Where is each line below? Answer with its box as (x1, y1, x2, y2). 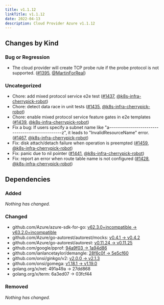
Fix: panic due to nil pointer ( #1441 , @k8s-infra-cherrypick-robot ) (12, 150, 144, 157)
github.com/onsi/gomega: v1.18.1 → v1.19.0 (12, 260, 97, 267)
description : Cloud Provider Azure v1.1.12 (5, 21, 95, 26)
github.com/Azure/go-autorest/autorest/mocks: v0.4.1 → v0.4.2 (12, 235, 141, 240)
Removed (5, 283, 28, 290)
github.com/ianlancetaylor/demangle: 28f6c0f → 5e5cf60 (12, 250, 129, 256)
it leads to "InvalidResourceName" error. (68, 130, 149, 136)
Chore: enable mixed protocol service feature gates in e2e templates (12, 114, 151, 120)
